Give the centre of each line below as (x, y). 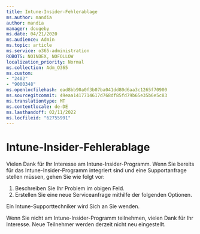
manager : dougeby (28, 28)
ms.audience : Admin (31, 40)
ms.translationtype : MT (36, 101)
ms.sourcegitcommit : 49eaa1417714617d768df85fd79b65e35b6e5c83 (87, 95)
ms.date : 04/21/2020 (32, 34)
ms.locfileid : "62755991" (38, 118)
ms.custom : (20, 73)
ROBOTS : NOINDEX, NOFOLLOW (40, 56)
